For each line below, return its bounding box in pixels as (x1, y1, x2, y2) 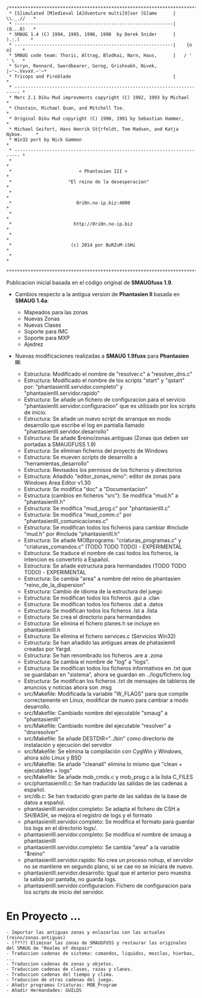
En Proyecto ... (6, 910, 81, 923)
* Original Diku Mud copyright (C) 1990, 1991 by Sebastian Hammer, (8, 116, 185, 122)
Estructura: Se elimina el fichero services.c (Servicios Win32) (23, 633, 176, 640)
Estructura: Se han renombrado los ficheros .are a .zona (23, 652, 163, 659)
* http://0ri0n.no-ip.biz (8, 221, 133, 227)
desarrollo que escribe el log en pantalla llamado (23, 421, 145, 429)
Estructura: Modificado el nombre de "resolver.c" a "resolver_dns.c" (23, 370, 192, 377)
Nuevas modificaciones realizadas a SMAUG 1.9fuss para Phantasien (14, 352, 189, 359)
